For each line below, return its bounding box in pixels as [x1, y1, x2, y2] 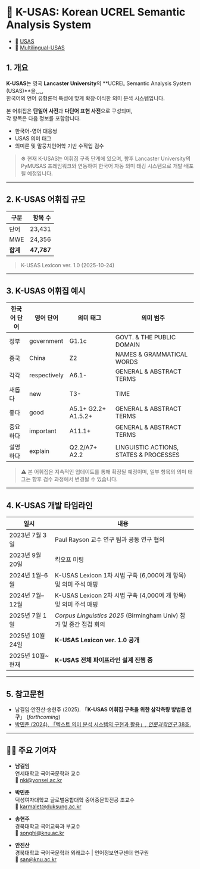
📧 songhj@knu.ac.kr [14, 829, 64, 836]
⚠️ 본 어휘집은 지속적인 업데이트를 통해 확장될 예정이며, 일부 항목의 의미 [20, 468, 186, 476]
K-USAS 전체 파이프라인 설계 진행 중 [54, 656, 153, 664]
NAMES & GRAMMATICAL [115, 351, 188, 359]
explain [29, 447, 49, 455]
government [29, 337, 64, 345]
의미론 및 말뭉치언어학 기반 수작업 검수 [14, 142, 104, 149]
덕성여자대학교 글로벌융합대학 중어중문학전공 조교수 [14, 796, 135, 803]
